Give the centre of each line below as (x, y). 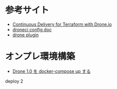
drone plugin (25, 35)
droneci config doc (32, 29)
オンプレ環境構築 (40, 56)
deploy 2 (14, 81)
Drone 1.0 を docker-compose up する (51, 71)
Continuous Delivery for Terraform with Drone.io (62, 24)
